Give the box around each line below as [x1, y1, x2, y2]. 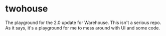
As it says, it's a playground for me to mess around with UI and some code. [5, 24, 160, 30]
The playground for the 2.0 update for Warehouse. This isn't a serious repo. [5, 19, 161, 25]
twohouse [5, 3, 48, 14]
